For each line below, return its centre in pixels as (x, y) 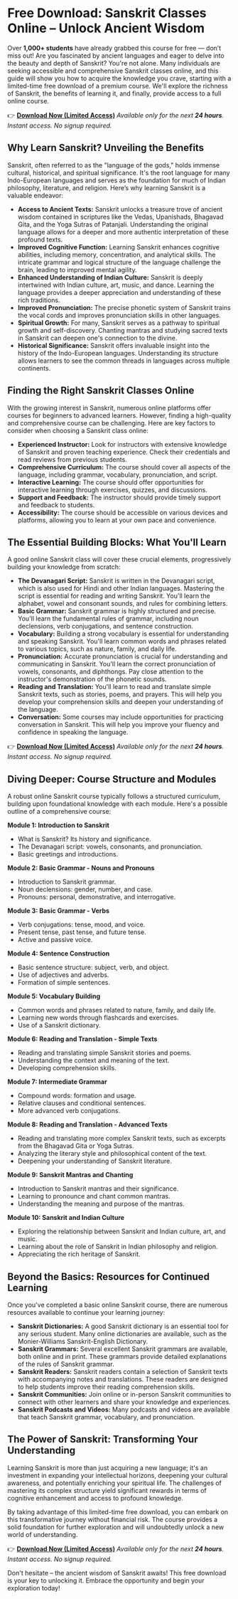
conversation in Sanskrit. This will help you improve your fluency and (118, 725)
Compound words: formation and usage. (77, 1096)
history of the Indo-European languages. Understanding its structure (118, 353)
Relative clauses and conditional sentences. (82, 1103)
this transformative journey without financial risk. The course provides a (113, 1519)
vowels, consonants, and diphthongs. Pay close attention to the (110, 672)
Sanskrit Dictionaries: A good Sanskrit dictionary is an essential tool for (123, 1326)
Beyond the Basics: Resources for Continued (108, 1277)
